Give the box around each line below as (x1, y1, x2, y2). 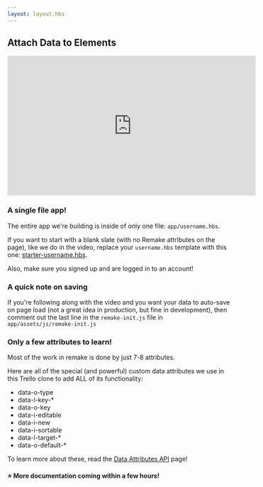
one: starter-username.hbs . (7, 250, 88, 259)
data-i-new (17, 418, 51, 427)
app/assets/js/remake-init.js (7, 321, 97, 328)
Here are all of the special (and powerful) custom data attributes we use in (7, 367, 225, 376)
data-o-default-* (17, 441, 67, 449)
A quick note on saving (7, 282, 88, 292)
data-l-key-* (17, 395, 55, 405)
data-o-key (17, 403, 51, 412)
